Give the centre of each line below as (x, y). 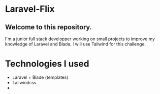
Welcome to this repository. (48, 27)
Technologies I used (47, 64)
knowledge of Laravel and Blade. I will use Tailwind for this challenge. (76, 44)
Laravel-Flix (30, 9)
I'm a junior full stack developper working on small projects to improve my (80, 39)
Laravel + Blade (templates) (40, 77)
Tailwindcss (24, 82)
